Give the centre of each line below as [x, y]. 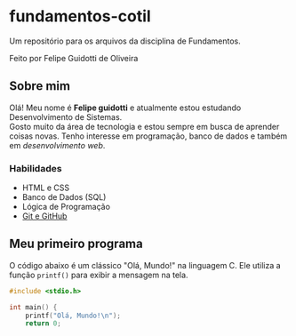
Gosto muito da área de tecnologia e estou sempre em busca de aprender [144, 126]
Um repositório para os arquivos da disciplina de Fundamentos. [125, 41]
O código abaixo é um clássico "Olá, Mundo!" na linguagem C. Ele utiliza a [145, 265]
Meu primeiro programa [76, 244]
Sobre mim [40, 86]
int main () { [33, 307]
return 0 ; [44, 324]
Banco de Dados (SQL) [64, 197]
